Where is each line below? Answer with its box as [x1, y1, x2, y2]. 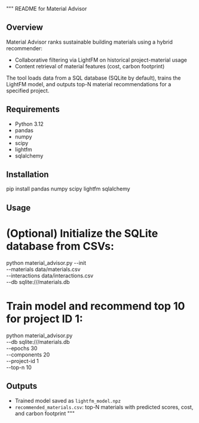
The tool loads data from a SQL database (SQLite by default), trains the [6, 74, 181, 81]
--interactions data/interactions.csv [6, 272, 94, 279]
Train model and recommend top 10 [6, 299, 185, 313]
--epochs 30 [6, 345, 38, 352]
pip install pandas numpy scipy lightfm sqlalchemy [6, 185, 130, 192]
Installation [6, 170, 49, 180]
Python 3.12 [14, 120, 44, 128]
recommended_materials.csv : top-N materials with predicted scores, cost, [14, 403, 194, 410]
